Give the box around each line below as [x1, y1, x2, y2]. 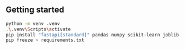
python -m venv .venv [5, 20, 60, 26]
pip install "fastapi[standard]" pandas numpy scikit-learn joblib [5, 32, 180, 38]
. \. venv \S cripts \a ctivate [5, 26, 71, 32]
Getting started [5, 5, 65, 15]
